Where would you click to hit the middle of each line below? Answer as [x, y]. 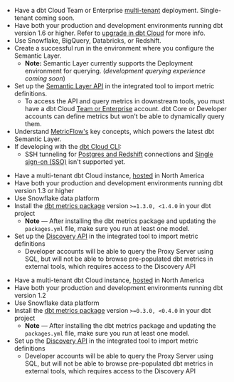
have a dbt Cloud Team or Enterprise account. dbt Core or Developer [126, 109]
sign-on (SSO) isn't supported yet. [75, 162]
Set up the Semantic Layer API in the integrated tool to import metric [114, 86]
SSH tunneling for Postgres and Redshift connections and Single [119, 154]
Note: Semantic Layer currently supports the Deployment [109, 63]
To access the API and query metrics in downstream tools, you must [125, 101]
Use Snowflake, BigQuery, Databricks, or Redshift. [87, 41]
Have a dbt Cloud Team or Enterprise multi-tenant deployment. [106, 10]
